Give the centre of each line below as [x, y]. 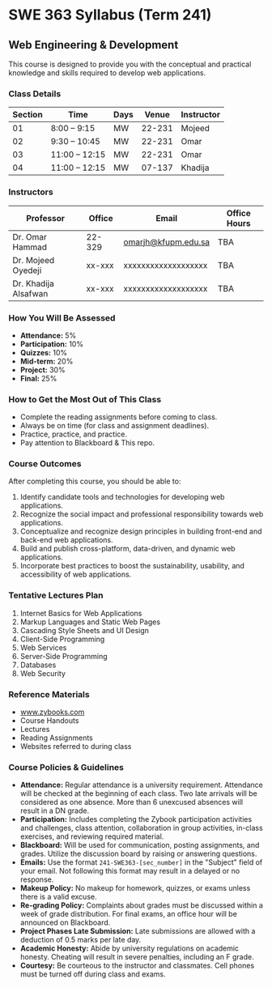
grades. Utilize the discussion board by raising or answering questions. [138, 854]
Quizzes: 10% [44, 352]
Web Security [43, 673]
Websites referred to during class [76, 747]
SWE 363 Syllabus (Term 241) [110, 15]
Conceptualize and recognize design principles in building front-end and [141, 531]
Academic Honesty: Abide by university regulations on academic [130, 948]
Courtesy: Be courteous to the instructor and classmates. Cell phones [137, 966]
